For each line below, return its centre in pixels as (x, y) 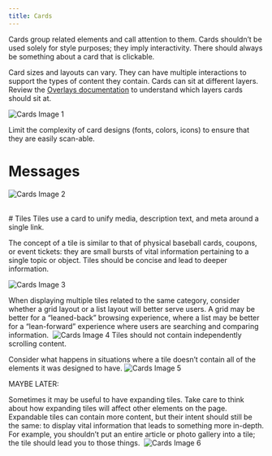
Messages (44, 171)
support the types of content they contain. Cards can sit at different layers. (133, 81)
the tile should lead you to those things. (74, 443)
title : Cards (30, 16)
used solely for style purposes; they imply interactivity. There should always (136, 48)
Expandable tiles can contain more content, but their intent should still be (131, 417)
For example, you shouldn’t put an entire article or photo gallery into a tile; (132, 434)
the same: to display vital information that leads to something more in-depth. (136, 425)
